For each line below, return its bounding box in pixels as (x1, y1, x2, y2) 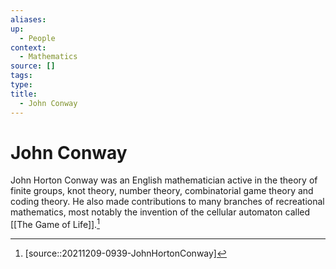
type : (10, 80, 33, 90)
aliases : (10, 14, 47, 25)
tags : (10, 71, 33, 81)
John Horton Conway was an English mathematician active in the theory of (10, 174, 318, 186)
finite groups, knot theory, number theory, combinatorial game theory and (10, 185, 314, 197)
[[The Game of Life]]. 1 (10, 217, 100, 231)
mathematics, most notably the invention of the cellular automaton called (10, 206, 311, 218)
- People (19, 33, 56, 43)
